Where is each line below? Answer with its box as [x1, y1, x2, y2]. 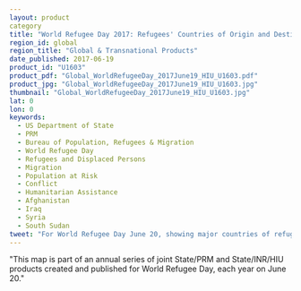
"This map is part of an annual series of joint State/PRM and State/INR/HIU [9, 254, 284, 265]
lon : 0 [9, 105, 34, 114]
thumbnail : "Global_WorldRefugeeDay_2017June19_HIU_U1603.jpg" [9, 88, 251, 97]
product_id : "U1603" [9, 64, 87, 73]
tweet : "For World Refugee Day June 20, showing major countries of [9, 229, 271, 238]
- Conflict [17, 180, 58, 189]
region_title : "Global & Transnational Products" [9, 47, 199, 56]
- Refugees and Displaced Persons [17, 154, 146, 164]
